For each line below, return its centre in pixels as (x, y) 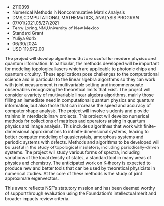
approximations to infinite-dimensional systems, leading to (90, 132)
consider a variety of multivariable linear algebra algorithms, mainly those (79, 95)
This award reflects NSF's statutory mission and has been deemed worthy (80, 188)
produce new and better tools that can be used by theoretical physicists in (80, 168)
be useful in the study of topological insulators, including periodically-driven (82, 147)
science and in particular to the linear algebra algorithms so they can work (80, 79)
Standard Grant (27, 33)
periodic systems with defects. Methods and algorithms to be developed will (82, 142)
